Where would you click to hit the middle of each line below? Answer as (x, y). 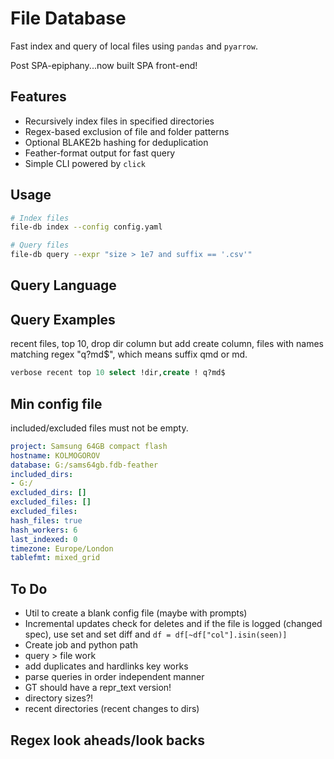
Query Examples (63, 319)
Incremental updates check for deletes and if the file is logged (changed (173, 624)
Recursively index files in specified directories (119, 121)
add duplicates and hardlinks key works (106, 666)
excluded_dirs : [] (48, 493)
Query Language (63, 285)
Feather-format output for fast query (100, 153)
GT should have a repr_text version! (98, 688)
